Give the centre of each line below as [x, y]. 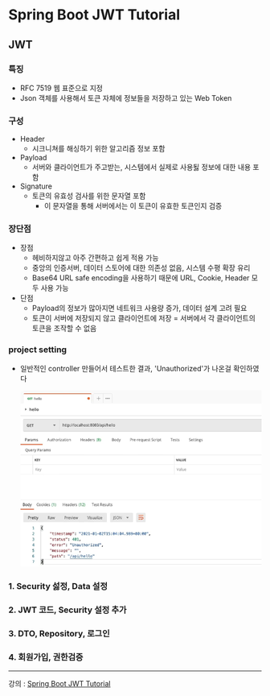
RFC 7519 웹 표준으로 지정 [61, 88]
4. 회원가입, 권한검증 [46, 657]
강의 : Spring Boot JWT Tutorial [59, 683]
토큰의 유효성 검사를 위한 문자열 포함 [89, 196]
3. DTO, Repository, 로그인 [59, 633]
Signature [36, 186]
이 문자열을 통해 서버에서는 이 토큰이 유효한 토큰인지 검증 [133, 206]
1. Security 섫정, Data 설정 [58, 586]
